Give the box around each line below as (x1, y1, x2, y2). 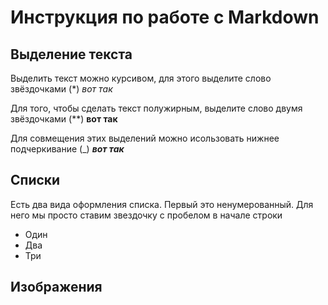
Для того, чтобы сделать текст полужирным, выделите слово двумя (10, 102, 303, 114)
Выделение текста (10, 46, 133, 63)
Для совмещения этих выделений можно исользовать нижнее (10, 132, 280, 144)
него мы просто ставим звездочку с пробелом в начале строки (10, 209, 283, 221)
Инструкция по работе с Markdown (10, 6, 320, 29)
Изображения (10, 279, 103, 296)
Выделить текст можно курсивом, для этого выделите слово (10, 72, 272, 84)
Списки (10, 172, 61, 189)
